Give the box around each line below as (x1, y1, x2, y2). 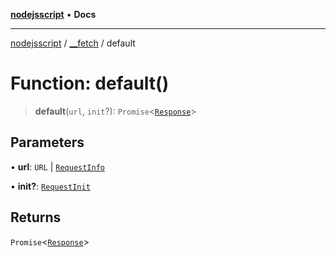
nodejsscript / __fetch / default (10, 37, 136, 49)
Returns (10, 209, 62, 226)
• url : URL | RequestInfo (10, 160, 105, 173)
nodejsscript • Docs (10, 9, 97, 20)
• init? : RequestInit (10, 180, 91, 192)
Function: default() (10, 72, 170, 95)
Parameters (10, 134, 85, 151)
